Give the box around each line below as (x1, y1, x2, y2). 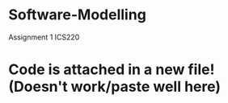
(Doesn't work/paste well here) (8, 78, 221, 96)
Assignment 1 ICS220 (8, 32, 80, 42)
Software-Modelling (8, 6, 147, 24)
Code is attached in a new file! (8, 60, 215, 79)
